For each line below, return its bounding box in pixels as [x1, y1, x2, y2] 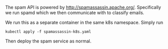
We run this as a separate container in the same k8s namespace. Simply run [5, 20, 163, 25]
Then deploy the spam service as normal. [5, 38, 92, 44]
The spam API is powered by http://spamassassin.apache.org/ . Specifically [5, 5, 161, 10]
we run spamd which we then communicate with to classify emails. [5, 10, 145, 16]
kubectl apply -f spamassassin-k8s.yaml [5, 29, 92, 34]
